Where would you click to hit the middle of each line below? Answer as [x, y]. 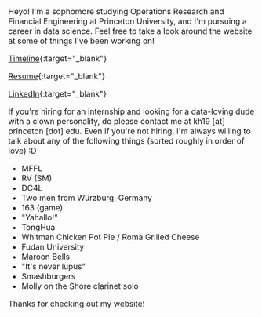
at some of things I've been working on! [82, 41]
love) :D [22, 151]
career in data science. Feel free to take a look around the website [130, 31]
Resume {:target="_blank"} [57, 76]
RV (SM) [37, 178]
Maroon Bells [46, 257]
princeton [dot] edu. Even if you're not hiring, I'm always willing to [129, 131]
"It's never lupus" [54, 266]
